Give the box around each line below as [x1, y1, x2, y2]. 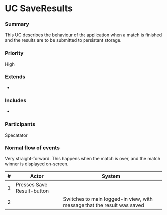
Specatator [5, 132, 28, 138]
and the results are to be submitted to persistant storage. [5, 37, 122, 43]
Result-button [15, 187, 49, 194]
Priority [5, 50, 24, 57]
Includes [5, 97, 27, 104]
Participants [5, 121, 36, 128]
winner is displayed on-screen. [5, 161, 69, 167]
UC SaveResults [5, 3, 73, 14]
